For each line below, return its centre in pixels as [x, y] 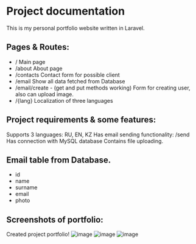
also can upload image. [44, 94]
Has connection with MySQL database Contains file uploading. [85, 141]
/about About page [39, 68]
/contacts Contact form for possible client [67, 75]
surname [26, 187]
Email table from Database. [59, 160]
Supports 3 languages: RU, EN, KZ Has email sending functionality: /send [98, 134]
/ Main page [30, 61]
